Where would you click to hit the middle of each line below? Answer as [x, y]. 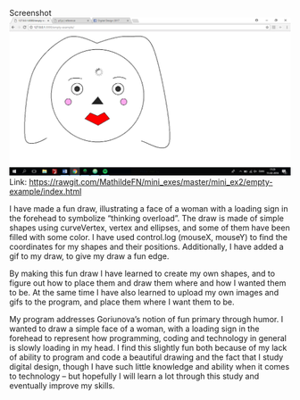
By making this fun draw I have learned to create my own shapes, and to [142, 273]
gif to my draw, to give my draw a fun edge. [89, 256]
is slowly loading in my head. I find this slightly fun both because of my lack [148, 348]
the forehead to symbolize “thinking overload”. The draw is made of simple [146, 218]
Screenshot [30, 13]
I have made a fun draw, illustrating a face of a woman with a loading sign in [149, 208]
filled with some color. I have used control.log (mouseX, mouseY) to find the [149, 237]
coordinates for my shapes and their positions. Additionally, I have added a [146, 246]
